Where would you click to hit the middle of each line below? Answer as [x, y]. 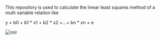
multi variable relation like [32, 13]
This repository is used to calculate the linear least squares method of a [80, 7]
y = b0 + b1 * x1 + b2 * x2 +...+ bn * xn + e [50, 23]
